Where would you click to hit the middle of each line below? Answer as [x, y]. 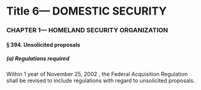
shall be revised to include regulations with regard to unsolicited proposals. [101, 80]
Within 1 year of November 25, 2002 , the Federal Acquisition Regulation [97, 74]
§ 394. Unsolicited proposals [43, 44]
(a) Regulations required [38, 58]
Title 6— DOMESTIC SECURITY [86, 11]
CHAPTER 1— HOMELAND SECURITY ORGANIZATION [87, 30]
